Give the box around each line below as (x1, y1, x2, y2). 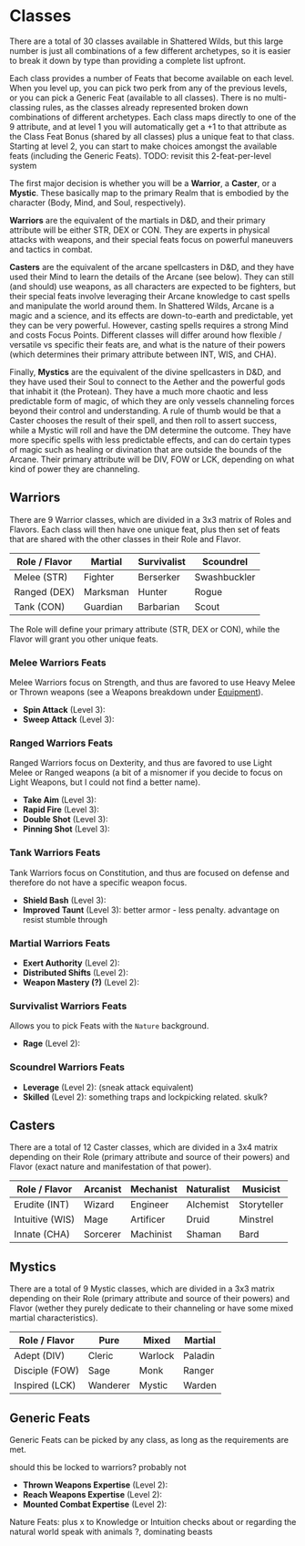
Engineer (130, 1198, 169, 1211)
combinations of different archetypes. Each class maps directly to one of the (9, 111, 297, 122)
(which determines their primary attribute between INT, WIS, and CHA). (9, 349, 277, 360)
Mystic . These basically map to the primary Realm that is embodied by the (9, 187, 290, 198)
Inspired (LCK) (14, 1379, 76, 1392)
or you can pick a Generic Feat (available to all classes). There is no (9, 92, 263, 103)
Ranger (183, 1364, 215, 1377)
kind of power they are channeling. (9, 463, 140, 475)
